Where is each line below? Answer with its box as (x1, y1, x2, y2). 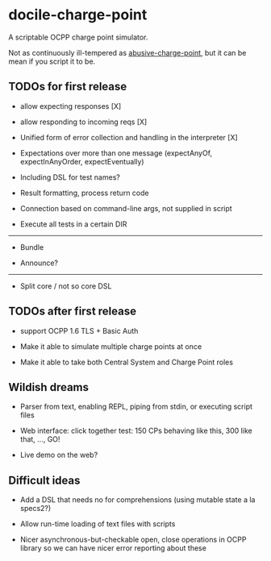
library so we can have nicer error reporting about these (19, 543, 207, 553)
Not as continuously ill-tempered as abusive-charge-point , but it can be (8, 48, 247, 57)
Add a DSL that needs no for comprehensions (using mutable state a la (19, 495, 256, 505)
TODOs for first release (8, 80, 127, 93)
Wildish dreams (8, 380, 90, 394)
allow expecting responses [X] (19, 101, 122, 110)
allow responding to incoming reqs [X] (19, 117, 148, 127)
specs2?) (19, 504, 52, 513)
